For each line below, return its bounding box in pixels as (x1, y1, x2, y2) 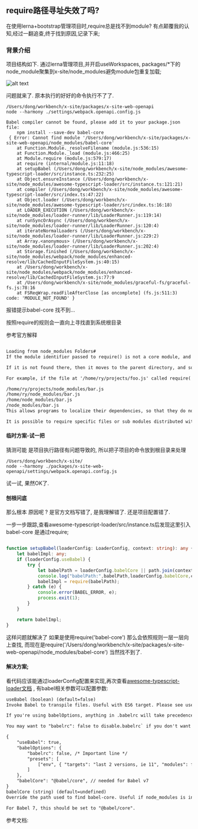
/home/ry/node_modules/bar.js (6, 391, 81, 397)
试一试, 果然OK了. (6, 480, 49, 487)
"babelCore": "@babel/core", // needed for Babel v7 (16, 778, 149, 784)
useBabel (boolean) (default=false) (6, 697, 96, 702)
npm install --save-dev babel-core (16, 129, 104, 136)
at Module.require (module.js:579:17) (16, 156, 112, 161)
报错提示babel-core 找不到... (6, 306, 75, 313)
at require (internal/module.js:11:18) (16, 161, 115, 167)
